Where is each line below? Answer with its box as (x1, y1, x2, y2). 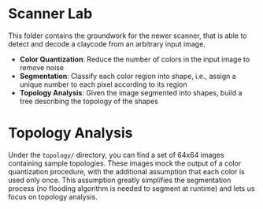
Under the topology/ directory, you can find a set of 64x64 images (8, 150, 224, 159)
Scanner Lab (8, 5, 93, 23)
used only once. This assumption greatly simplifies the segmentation (8, 175, 232, 185)
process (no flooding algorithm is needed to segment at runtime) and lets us (8, 183, 255, 193)
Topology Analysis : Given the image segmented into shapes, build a (19, 88, 243, 97)
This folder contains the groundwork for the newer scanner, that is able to (8, 31, 247, 40)
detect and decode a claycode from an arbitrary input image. (8, 39, 206, 48)
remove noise (19, 62, 65, 72)
